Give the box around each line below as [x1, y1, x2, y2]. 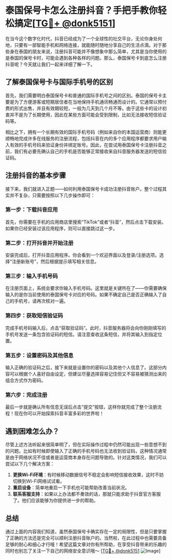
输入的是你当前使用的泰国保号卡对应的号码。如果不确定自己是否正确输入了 [5, 291, 162, 298]
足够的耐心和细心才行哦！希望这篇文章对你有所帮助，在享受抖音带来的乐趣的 [5, 541, 167, 547]
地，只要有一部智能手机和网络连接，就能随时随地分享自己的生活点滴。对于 [5, 42, 162, 48]
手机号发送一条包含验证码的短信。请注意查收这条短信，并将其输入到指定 [5, 331, 158, 337]
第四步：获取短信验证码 [5, 312, 63, 319]
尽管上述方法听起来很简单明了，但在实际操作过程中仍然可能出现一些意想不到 [5, 441, 167, 448]
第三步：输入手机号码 [5, 273, 58, 280]
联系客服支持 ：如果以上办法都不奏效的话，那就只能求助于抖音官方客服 [12, 491, 161, 497]
